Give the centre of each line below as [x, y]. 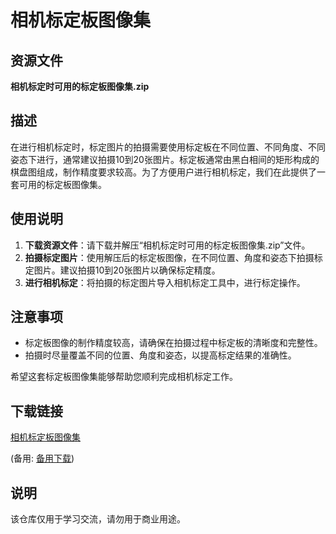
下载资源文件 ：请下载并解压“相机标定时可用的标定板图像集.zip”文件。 [167, 245]
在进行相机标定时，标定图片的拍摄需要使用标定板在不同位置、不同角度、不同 [168, 147]
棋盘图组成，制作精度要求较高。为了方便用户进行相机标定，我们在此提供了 [163, 172]
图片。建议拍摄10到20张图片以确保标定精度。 [127, 270]
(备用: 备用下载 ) [42, 458]
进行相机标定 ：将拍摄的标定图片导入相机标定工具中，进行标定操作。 [165, 282]
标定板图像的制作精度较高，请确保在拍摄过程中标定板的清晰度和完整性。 [173, 343]
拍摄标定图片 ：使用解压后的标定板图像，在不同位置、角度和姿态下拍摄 [169, 257]
